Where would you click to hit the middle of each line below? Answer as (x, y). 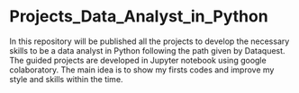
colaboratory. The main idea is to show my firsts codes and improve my (142, 70)
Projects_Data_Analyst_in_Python (139, 17)
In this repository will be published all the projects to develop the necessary (149, 41)
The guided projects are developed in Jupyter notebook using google (138, 60)
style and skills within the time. (66, 79)
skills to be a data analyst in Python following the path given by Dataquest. (147, 50)
